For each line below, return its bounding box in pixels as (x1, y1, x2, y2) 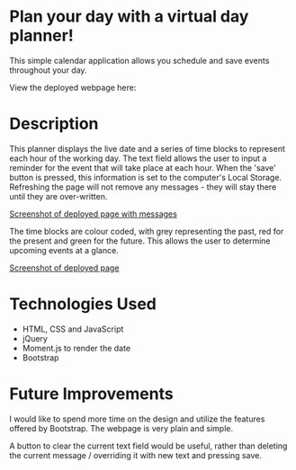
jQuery (22, 333, 48, 343)
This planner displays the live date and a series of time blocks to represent (9, 143, 285, 154)
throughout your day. (9, 65, 87, 75)
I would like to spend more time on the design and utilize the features (9, 413, 265, 424)
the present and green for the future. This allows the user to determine (9, 235, 271, 246)
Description (9, 114, 99, 134)
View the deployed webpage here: (9, 82, 137, 93)
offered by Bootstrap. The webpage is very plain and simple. (9, 422, 234, 433)
